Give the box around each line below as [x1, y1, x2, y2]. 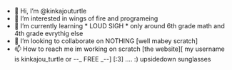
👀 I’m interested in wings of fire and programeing [14, 14, 158, 23]
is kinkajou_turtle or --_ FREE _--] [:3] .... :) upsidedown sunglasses [14, 55, 211, 63]
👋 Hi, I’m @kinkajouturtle [14, 7, 87, 15]
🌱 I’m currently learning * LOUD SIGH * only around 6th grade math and [14, 22, 225, 30]
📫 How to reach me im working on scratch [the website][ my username [14, 45, 225, 53]
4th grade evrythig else [14, 29, 84, 37]
